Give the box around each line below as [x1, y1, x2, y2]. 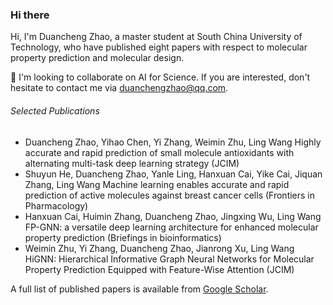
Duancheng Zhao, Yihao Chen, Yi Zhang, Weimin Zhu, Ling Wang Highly [24, 136, 322, 148]
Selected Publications [10, 104, 100, 117]
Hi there [10, 8, 50, 22]
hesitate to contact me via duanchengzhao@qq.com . [10, 82, 229, 94]
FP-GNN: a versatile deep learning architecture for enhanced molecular [24, 221, 319, 233]
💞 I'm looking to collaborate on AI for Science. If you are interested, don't [10, 71, 311, 83]
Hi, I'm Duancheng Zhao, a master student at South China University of [10, 31, 303, 43]
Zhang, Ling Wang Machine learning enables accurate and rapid [24, 178, 290, 190]
